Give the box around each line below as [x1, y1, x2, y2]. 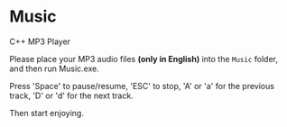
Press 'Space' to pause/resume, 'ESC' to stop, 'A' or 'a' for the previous [9, 80, 275, 91]
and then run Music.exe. [9, 63, 99, 74]
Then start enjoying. [9, 107, 84, 118]
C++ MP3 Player [9, 36, 70, 47]
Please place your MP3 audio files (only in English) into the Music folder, [9, 53, 278, 64]
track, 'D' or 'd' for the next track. [9, 90, 134, 101]
